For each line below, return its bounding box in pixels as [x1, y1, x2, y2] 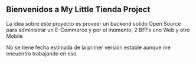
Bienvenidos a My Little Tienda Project [6, 5, 151, 15]
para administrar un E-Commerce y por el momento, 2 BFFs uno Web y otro [6, 26, 190, 33]
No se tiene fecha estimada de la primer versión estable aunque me [6, 44, 171, 51]
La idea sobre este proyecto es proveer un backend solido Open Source [6, 20, 181, 27]
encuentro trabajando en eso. [6, 50, 79, 57]
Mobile [6, 32, 23, 40]
